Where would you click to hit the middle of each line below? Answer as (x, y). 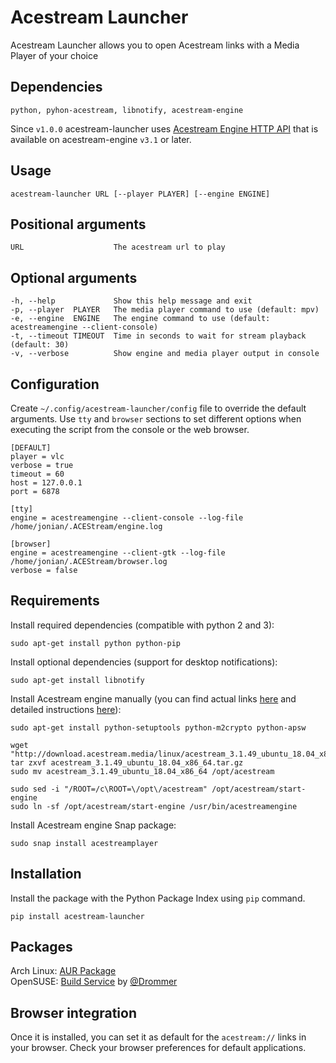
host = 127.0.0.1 (46, 483)
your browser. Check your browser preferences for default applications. (158, 1048)
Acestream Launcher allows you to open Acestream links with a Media (155, 45)
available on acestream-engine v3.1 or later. (101, 139)
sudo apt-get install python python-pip (96, 643)
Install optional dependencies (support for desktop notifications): (144, 662)
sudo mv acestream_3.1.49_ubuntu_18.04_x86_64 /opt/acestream (142, 771)
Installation (46, 874)
